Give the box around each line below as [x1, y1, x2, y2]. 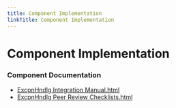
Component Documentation [7, 70, 102, 79]
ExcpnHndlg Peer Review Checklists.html [16, 93, 133, 101]
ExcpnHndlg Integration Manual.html [16, 85, 120, 94]
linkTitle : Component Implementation [7, 16, 115, 23]
